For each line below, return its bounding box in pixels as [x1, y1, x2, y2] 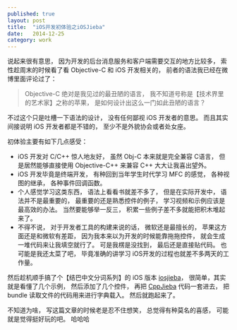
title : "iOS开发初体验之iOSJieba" [7, 23, 106, 30]
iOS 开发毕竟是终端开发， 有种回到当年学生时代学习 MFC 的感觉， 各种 [17, 170, 224, 179]
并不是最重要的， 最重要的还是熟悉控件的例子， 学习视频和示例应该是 [23, 196, 226, 205]
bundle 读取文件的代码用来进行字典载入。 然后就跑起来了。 [7, 291, 180, 300]
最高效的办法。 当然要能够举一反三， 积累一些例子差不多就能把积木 [17, 206, 213, 214]
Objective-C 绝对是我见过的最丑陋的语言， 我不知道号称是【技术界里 [24, 90, 224, 98]
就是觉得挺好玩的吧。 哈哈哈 [7, 315, 90, 324]
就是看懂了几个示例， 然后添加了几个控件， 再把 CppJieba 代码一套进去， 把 [7, 282, 230, 290]
